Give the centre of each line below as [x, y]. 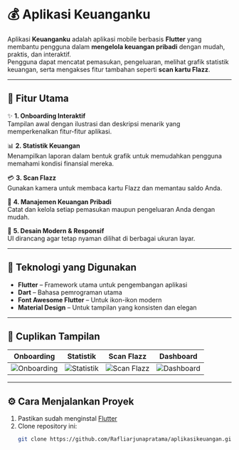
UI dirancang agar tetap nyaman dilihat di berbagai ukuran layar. [101, 238]
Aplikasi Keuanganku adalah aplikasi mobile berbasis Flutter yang [105, 39]
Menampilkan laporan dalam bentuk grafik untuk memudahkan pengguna [115, 155]
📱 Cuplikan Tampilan [54, 336]
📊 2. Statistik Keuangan [44, 145]
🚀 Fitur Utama [38, 99]
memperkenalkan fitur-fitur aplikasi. [60, 131]
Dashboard [178, 357]
